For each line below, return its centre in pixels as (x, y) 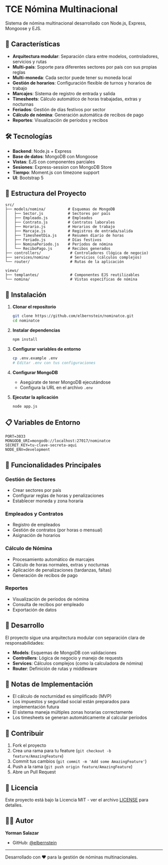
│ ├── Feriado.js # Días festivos (53, 240)
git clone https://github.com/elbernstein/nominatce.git (73, 316)
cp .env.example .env (35, 358)
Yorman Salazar (22, 833)
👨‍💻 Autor (19, 821)
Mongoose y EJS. (23, 28)
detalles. (14, 805)
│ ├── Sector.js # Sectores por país (58, 214)
